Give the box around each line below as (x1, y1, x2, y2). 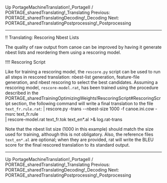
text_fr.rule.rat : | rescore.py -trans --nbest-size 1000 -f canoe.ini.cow (5, 106, 154, 112)
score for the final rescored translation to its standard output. (5, 142, 130, 148)
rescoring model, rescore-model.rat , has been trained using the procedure (5, 85, 159, 90)
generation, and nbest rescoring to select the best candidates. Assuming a (5, 79, 158, 85)
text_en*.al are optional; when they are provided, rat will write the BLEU (5, 137, 154, 143)
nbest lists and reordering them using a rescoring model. (5, 49, 121, 55)
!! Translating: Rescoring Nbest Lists (5, 34, 80, 40)
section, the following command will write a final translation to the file (11, 101, 154, 106)
